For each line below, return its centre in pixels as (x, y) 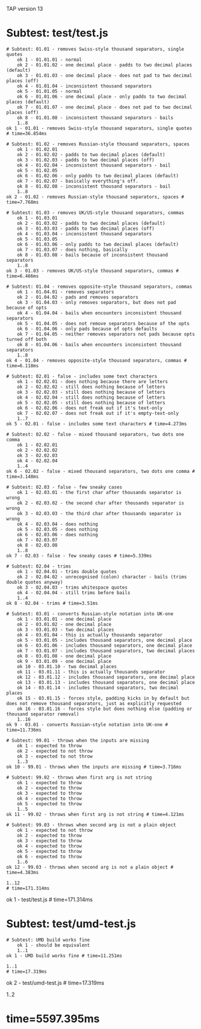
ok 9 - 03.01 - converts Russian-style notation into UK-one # (87, 724)
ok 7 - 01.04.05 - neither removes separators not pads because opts (106, 334)
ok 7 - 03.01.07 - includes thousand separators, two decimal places (106, 651)
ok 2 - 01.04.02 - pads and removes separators (78, 297)
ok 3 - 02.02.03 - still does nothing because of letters (91, 392)
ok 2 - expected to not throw (55, 751)
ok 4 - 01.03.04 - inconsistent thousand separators (85, 234)
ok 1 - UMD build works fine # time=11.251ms (64, 955)
